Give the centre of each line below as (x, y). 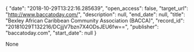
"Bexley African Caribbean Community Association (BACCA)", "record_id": (95, 21)
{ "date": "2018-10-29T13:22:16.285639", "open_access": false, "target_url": (97, 8)
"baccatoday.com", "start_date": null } (51, 33)
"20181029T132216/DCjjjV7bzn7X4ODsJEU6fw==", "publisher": (82, 27)
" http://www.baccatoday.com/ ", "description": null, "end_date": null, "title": (95, 14)
